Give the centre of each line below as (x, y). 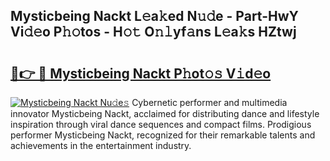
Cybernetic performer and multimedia (209, 102)
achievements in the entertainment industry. (101, 145)
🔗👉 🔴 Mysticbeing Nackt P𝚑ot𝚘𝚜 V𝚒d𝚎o (141, 73)
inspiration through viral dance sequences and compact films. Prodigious (161, 124)
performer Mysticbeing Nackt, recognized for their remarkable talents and (163, 135)
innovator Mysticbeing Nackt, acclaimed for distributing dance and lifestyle (165, 113)
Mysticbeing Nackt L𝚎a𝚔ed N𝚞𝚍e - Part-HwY (154, 16)
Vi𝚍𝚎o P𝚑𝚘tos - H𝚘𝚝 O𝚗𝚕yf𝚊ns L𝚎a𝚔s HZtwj (153, 32)
